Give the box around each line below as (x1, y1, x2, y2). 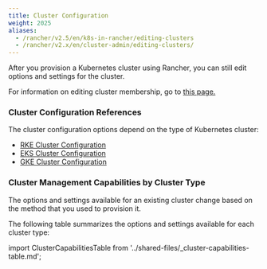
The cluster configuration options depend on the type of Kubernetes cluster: (8, 125, 259, 134)
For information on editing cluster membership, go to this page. (8, 87, 216, 96)
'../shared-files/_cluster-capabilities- (130, 243, 249, 252)
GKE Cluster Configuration (19, 157, 108, 167)
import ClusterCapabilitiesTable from (8, 243, 129, 252)
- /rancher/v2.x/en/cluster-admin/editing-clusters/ (15, 41, 194, 49)
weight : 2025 (8, 19, 52, 27)
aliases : (8, 26, 37, 34)
